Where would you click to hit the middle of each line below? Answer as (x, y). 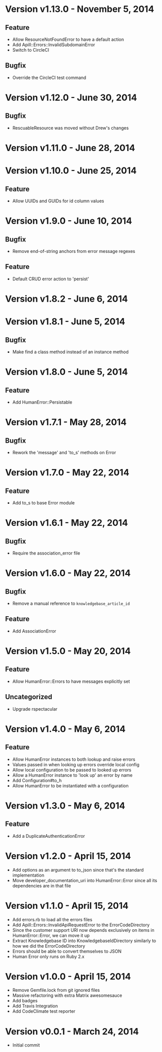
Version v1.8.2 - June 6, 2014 (67, 299)
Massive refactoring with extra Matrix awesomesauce (67, 995)
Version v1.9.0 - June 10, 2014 (69, 221)
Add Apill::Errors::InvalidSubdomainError (54, 45)
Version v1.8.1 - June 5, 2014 (65, 322)
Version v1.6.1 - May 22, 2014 (67, 523)
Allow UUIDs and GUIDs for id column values (58, 201)
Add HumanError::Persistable (42, 402)
